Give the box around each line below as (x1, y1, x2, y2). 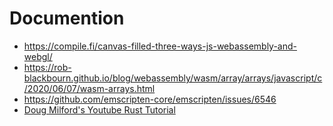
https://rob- (23, 61, 72, 73)
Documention (9, 7, 125, 30)
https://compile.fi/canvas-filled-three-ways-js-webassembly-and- (23, 40, 297, 52)
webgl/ (23, 50, 53, 62)
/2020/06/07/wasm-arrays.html (23, 82, 156, 94)
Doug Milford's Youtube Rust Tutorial (23, 103, 176, 116)
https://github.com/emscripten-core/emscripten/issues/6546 (23, 93, 277, 105)
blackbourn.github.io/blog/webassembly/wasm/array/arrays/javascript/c (23, 72, 323, 84)
